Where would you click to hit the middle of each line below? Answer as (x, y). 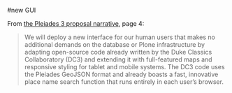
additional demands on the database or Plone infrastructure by (114, 44)
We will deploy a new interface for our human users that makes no (119, 37)
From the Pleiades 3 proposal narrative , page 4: (76, 23)
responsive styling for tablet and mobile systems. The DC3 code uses (124, 67)
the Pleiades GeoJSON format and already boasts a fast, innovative (121, 74)
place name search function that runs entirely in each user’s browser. (124, 82)
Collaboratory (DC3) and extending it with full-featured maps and (118, 59)
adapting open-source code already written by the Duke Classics (118, 52)
